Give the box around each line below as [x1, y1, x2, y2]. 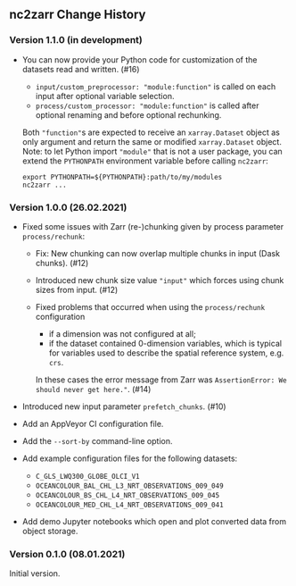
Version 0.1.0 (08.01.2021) [9, 548, 126, 560]
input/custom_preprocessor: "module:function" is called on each [35, 80, 276, 92]
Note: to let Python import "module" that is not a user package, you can [21, 146, 283, 156]
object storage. [21, 525, 78, 536]
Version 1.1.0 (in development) [9, 34, 143, 46]
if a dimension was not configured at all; [48, 328, 196, 339]
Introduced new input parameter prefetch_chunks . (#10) [21, 401, 226, 412]
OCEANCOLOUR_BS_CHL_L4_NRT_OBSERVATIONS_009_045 [35, 490, 220, 499]
